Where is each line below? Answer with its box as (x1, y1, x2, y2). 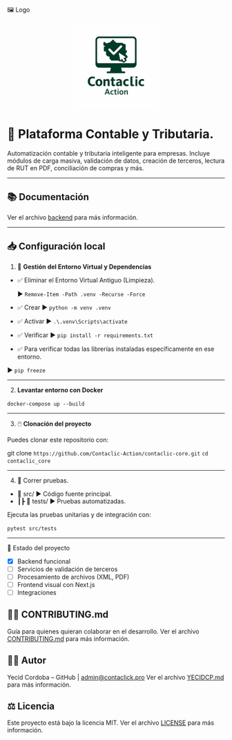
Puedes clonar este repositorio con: (7, 435, 109, 444)
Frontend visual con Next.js (17, 580, 95, 588)
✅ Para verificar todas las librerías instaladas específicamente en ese (17, 345, 215, 353)
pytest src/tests (7, 525, 57, 532)
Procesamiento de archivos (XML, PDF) (17, 572, 130, 581)
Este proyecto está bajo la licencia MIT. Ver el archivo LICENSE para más (7, 719, 215, 727)
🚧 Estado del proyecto (7, 543, 70, 552)
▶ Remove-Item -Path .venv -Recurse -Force (17, 289, 146, 298)
